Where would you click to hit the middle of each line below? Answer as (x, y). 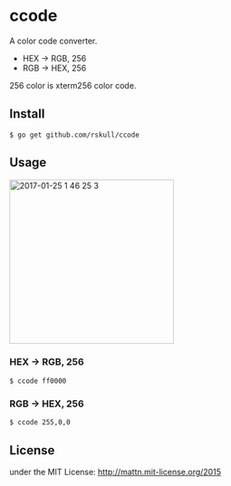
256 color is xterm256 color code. (73, 85)
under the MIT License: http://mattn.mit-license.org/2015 (115, 472)
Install (27, 114)
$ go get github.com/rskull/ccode (75, 135)
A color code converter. (53, 41)
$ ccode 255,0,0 (40, 423)
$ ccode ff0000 (38, 381)
